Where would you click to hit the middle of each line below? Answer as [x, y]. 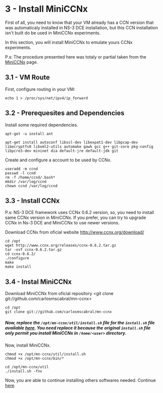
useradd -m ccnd [21, 169]
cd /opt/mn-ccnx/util [27, 367]
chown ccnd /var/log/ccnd [31, 186]
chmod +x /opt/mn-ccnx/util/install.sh [45, 354]
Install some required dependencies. [42, 125]
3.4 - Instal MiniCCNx [38, 282]
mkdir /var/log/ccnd [26, 181]
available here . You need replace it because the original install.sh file [78, 328]
